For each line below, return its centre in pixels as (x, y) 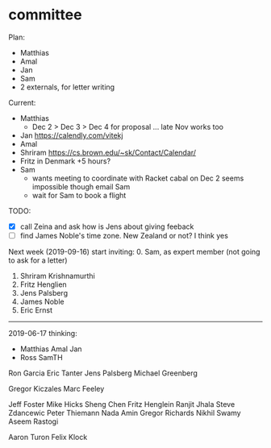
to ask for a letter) (38, 260)
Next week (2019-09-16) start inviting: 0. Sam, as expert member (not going (134, 252)
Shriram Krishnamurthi (57, 276)
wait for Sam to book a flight (79, 195)
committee (45, 15)
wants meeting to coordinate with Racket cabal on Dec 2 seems (138, 178)
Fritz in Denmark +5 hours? (65, 161)
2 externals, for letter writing (67, 87)
